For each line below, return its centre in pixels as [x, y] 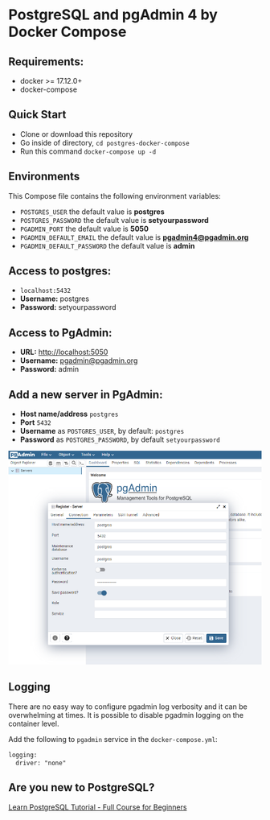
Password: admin [49, 369]
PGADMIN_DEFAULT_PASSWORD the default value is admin [107, 245]
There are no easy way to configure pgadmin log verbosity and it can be [128, 707]
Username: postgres [55, 299]
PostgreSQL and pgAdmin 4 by [113, 15]
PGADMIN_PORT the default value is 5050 [84, 229]
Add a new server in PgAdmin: [86, 395]
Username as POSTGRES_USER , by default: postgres [102, 431]
